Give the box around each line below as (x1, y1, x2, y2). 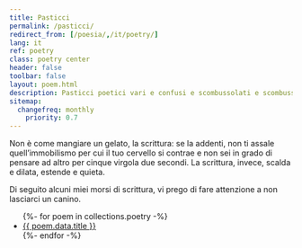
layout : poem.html (9, 80, 78, 89)
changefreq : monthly (17, 105, 94, 114)
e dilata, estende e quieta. (9, 167, 105, 178)
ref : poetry (9, 47, 54, 56)
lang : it (9, 38, 42, 48)
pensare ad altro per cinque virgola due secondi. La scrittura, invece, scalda (9, 157, 291, 168)
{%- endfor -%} (22, 230, 82, 241)
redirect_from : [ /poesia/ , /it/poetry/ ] (9, 30, 159, 39)
